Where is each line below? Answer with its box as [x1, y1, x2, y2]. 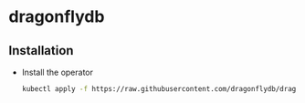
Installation [8, 43, 74, 58]
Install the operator [21, 67, 93, 77]
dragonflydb [8, 6, 105, 27]
